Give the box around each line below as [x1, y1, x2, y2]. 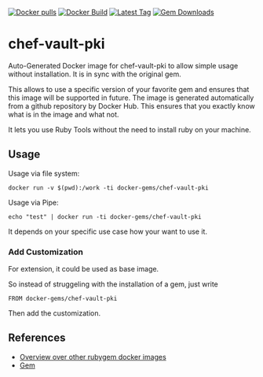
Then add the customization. [8, 309, 101, 318]
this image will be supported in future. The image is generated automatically [8, 93, 254, 102]
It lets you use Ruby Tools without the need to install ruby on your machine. [8, 124, 251, 134]
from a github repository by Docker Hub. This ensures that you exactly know [8, 101, 255, 110]
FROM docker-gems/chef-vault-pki [8, 295, 118, 303]
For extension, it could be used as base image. [8, 264, 159, 274]
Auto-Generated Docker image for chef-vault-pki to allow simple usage [8, 61, 239, 70]
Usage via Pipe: [8, 198, 59, 207]
